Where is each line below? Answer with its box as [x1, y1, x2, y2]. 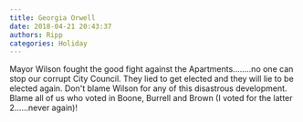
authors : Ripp [9, 30, 64, 39]
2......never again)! [9, 102, 78, 114]
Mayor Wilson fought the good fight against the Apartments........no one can [9, 64, 294, 75]
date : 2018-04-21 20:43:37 [9, 22, 112, 31]
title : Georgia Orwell [9, 13, 96, 23]
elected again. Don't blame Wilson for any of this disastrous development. [9, 83, 287, 94]
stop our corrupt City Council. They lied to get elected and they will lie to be [9, 74, 294, 85]
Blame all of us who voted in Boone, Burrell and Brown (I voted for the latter [9, 93, 294, 104]
